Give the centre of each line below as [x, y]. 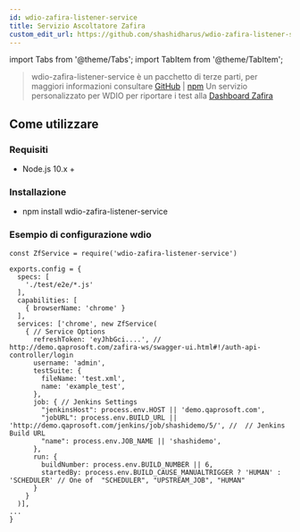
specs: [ [33, 277]
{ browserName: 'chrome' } [75, 308]
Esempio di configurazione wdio [80, 235]
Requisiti [29, 149]
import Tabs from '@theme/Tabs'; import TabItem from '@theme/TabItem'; [146, 60]
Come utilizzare [54, 124]
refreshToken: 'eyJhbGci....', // [97, 339]
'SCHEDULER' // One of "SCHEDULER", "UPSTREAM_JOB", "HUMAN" [127, 480]
